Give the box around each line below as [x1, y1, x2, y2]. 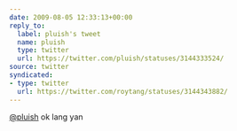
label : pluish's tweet [17, 29, 101, 38]
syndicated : [9, 71, 53, 80]
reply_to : [9, 21, 46, 30]
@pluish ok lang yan [9, 112, 83, 122]
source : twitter [9, 63, 69, 72]
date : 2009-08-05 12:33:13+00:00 [9, 12, 133, 22]
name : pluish [17, 37, 66, 47]
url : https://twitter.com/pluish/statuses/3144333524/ [17, 54, 225, 63]
